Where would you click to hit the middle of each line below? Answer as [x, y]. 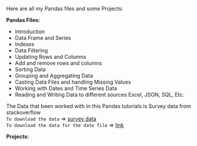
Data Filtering [31, 50]
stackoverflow [24, 112]
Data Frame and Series [43, 38]
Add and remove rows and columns [58, 63]
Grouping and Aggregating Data [54, 76]
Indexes [24, 44]
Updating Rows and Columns [50, 57]
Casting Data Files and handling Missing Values [73, 82]
